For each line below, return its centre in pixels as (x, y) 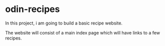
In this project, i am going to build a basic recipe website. (64, 23)
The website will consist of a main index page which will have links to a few (82, 32)
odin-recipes (32, 9)
